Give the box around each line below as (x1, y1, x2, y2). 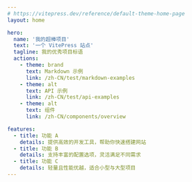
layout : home (7, 17, 45, 24)
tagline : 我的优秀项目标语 (13, 49, 83, 56)
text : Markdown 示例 (25, 67, 83, 75)
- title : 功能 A (13, 132, 58, 139)
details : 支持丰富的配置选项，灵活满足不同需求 (19, 151, 141, 158)
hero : (7, 29, 23, 36)
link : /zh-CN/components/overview (25, 113, 127, 120)
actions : (13, 55, 39, 63)
